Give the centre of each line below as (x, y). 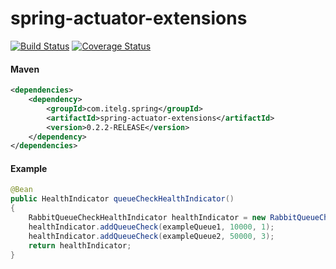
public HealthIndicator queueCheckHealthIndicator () (122, 199)
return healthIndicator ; (80, 245)
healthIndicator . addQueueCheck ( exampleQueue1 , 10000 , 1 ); (151, 227)
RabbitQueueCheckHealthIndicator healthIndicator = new (147, 218)
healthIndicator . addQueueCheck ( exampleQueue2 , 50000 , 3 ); (151, 236)
